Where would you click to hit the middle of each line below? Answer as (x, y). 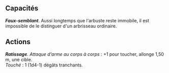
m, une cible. (19, 59)
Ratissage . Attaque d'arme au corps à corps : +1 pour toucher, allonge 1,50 (85, 54)
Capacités (22, 8)
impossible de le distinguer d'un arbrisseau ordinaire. (61, 26)
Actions (18, 42)
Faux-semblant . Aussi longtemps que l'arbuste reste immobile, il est (77, 20)
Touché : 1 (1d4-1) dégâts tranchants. (44, 65)
